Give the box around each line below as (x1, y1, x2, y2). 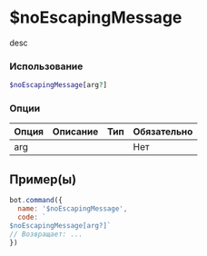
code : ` (17, 212, 47, 222)
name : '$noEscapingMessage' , (17, 204, 128, 213)
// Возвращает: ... (9, 230, 84, 239)
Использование (9, 60, 84, 73)
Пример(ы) (9, 172, 77, 187)
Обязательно (133, 125, 193, 138)
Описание (52, 125, 99, 138)
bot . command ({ (9, 196, 64, 205)
